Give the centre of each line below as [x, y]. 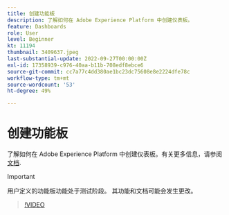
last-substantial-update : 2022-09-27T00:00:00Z [77, 59]
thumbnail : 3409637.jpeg [43, 53]
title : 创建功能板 [31, 14]
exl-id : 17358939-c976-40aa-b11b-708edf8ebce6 [75, 65]
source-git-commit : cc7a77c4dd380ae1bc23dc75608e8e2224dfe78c [99, 71]
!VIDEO [34, 205]
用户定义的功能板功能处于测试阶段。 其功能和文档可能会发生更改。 [102, 191]
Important [21, 177]
